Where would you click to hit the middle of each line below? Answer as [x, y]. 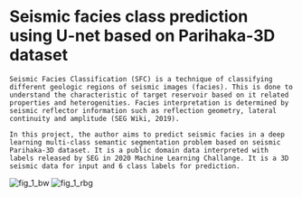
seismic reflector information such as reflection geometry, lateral [143, 110]
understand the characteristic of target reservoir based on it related [149, 95]
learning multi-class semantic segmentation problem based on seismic [145, 142]
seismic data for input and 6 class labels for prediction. [125, 166]
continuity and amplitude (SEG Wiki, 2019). [94, 118]
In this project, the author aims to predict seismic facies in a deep [147, 134]
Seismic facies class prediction [129, 17]
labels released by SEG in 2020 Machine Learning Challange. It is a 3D [149, 158]
